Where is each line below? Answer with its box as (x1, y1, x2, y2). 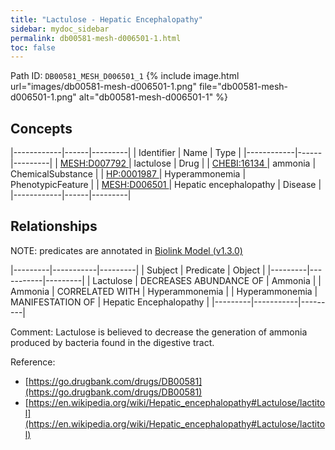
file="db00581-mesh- (198, 81, 289, 93)
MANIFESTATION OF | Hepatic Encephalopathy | (10, 296, 210, 308)
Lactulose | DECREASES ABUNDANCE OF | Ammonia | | (92, 274, 322, 286)
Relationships (10, 218, 98, 235)
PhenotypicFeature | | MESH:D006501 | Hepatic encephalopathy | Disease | (10, 179, 322, 191)
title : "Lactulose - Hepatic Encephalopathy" (10, 14, 203, 25)
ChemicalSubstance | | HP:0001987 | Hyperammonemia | (10, 168, 247, 180)
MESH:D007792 (59, 157, 127, 170)
